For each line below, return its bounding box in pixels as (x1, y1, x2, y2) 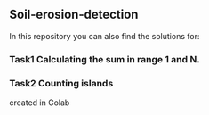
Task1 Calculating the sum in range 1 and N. (9, 53, 200, 65)
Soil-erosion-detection (9, 7, 139, 22)
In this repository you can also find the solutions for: (9, 30, 200, 41)
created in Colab (9, 97, 70, 108)
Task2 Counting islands (9, 77, 114, 89)
